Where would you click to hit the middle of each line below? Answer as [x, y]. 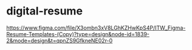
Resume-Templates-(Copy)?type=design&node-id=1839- [78, 34]
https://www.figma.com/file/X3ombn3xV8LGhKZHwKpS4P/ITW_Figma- [96, 28]
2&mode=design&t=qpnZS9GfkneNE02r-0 [60, 40]
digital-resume [45, 11]
